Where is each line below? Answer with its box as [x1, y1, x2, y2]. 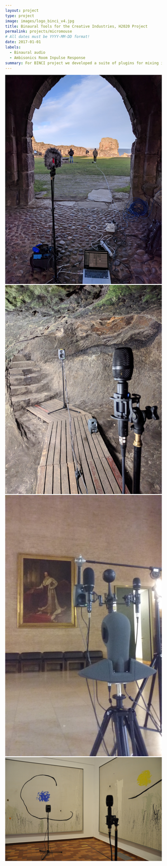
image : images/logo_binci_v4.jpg [5, 18, 75, 23]
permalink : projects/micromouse [5, 29, 72, 34]
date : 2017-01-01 [5, 40, 41, 45]
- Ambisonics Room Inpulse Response [9, 55, 85, 60]
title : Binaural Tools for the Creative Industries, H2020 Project [5, 24, 148, 29]
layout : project [5, 8, 39, 13]
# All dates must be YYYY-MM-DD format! [5, 34, 90, 39]
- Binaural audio [9, 50, 46, 55]
